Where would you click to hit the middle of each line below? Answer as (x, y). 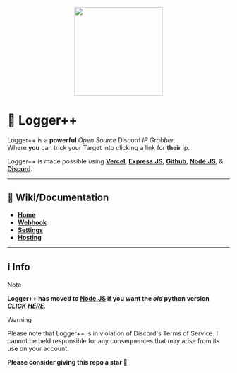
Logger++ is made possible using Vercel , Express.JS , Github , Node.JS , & (115, 161)
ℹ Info (19, 267)
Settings (30, 229)
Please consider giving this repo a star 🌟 (68, 362)
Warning (19, 319)
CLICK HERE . (26, 306)
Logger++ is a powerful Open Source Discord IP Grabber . (91, 140)
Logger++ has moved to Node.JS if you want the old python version (108, 298)
